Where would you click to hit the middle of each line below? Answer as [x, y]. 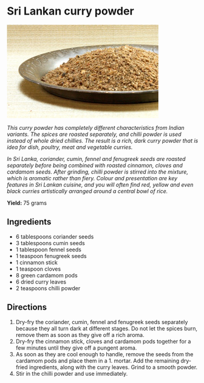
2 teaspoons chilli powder [48, 288]
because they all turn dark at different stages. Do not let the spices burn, [107, 328]
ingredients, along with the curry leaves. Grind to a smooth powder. [113, 367]
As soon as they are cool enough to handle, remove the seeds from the [104, 354]
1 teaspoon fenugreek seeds [51, 256]
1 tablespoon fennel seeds [48, 249]
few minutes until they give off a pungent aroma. [76, 348]
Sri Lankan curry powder [70, 11]
